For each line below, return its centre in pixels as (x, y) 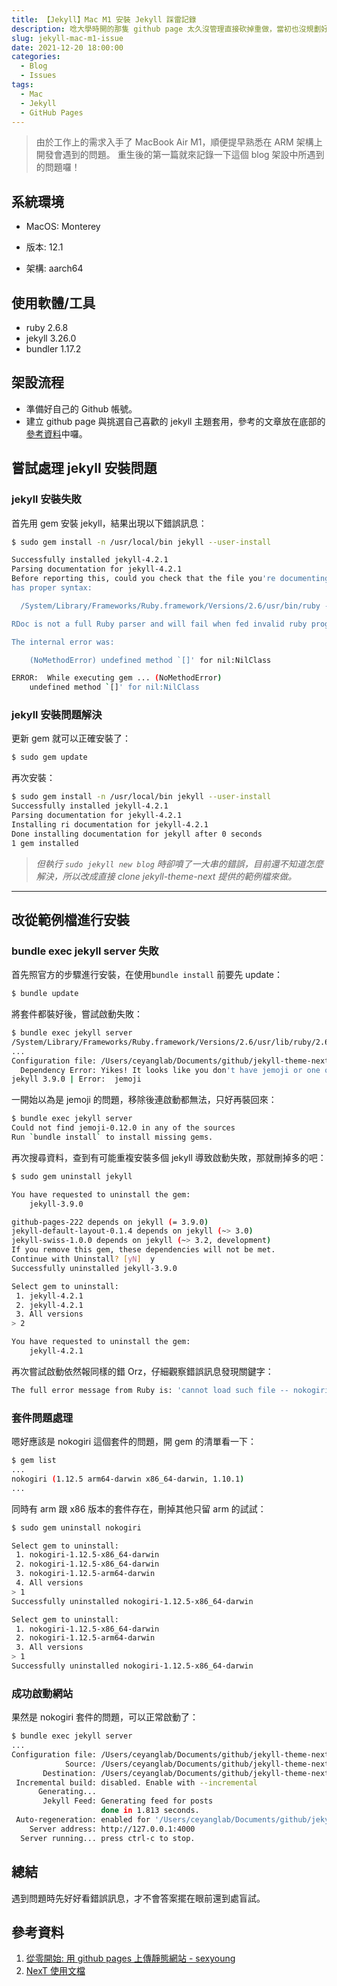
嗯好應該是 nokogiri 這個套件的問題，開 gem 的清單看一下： (134, 1442)
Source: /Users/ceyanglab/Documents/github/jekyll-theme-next (197, 1764)
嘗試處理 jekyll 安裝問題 (84, 468)
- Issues (38, 76)
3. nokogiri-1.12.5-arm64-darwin (85, 1574)
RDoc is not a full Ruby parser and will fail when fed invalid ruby (159, 624)
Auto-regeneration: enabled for (83, 1820)
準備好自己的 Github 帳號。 (81, 408)
